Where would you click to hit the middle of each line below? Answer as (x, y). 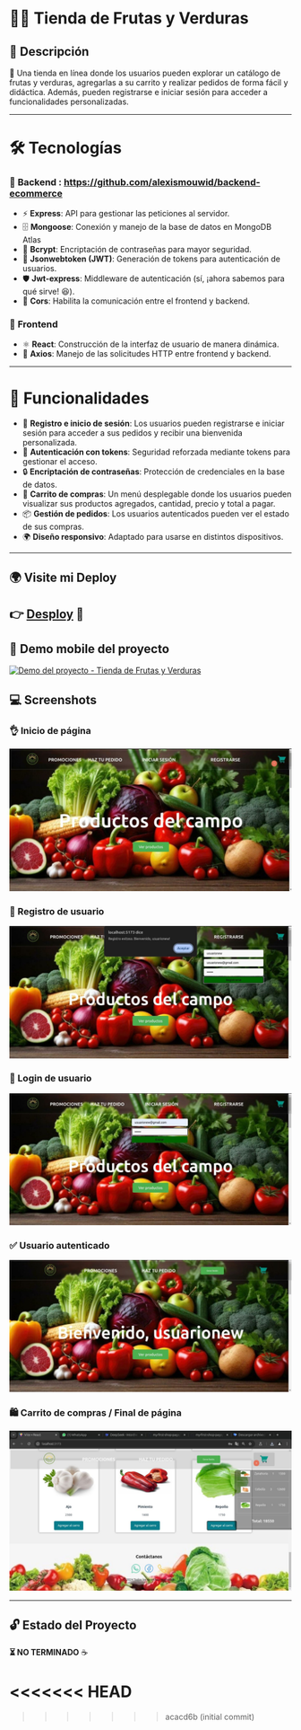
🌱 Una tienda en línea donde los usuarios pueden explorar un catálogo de (145, 73)
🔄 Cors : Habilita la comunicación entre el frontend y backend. (136, 301)
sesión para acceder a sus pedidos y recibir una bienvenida (133, 432)
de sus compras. (53, 526)
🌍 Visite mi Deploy (63, 578)
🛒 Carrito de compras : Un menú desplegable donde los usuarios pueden (157, 494)
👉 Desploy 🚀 (47, 614)
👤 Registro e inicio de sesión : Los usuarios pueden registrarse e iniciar (153, 423)
